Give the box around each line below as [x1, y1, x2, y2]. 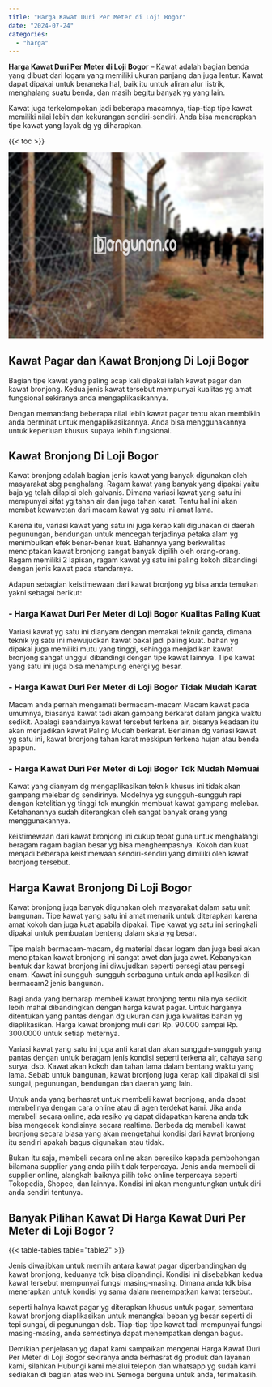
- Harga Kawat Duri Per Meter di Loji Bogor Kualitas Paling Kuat [8, 608, 261, 620]
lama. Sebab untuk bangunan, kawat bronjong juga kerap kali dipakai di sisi [8, 1070, 260, 1080]
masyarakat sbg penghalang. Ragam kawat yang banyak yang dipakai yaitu [8, 479, 260, 489]
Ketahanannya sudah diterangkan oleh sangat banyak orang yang [8, 807, 227, 817]
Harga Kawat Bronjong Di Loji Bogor [8, 881, 193, 894]
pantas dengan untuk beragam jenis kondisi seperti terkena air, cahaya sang [8, 1053, 263, 1063]
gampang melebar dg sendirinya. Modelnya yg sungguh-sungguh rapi [8, 790, 242, 800]
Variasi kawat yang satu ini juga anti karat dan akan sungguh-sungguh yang [8, 1044, 261, 1054]
